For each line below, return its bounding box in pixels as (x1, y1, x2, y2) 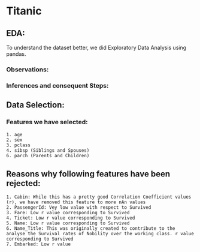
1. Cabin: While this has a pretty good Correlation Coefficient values (6, 194, 192, 200)
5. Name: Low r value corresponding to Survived (6, 220, 130, 226)
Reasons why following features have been (6, 169, 171, 179)
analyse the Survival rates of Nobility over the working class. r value (6, 231, 195, 237)
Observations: (6, 65, 49, 73)
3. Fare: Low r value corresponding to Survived (6, 210, 130, 216)
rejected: (6, 178, 41, 188)
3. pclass (6, 142, 31, 148)
